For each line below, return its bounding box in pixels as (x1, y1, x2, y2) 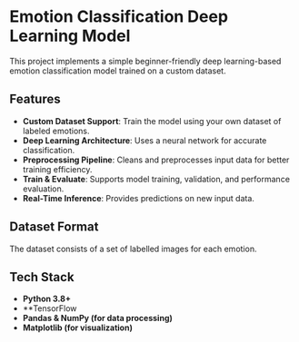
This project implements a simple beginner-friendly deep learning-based (9, 55, 282, 66)
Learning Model (9, 25, 131, 46)
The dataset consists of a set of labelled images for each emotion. (9, 243, 257, 254)
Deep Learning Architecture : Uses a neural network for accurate (22, 134, 267, 146)
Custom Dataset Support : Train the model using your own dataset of (22, 115, 282, 126)
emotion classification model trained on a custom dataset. (9, 65, 226, 76)
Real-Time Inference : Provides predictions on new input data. (22, 192, 254, 203)
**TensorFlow (22, 303, 77, 314)
